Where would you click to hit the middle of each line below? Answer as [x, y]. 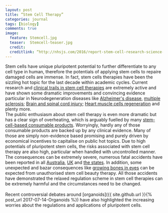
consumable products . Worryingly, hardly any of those [84, 125]
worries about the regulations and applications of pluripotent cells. [73, 205]
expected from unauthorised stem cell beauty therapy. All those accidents [81, 173]
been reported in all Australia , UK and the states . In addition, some [73, 162]
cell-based [16, 125]
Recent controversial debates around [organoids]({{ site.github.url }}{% [79, 194]
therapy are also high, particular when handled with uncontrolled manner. [81, 152]
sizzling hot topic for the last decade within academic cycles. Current [76, 82]
